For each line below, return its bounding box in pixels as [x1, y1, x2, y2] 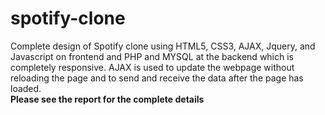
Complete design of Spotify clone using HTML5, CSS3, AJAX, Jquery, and [10, 40, 316, 52]
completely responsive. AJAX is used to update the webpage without [10, 61, 295, 73]
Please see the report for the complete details [10, 93, 205, 105]
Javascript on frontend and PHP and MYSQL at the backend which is [10, 50, 294, 62]
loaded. [10, 82, 42, 94]
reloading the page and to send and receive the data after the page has [10, 72, 304, 84]
